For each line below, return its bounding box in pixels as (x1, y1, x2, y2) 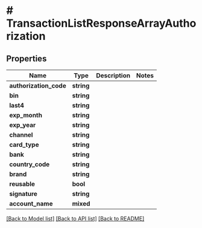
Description (96, 71, 131, 79)
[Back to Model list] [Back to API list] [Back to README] (6, 215, 145, 222)
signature (9, 190, 38, 198)
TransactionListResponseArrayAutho (6, 16, 197, 30)
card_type (9, 140, 39, 149)
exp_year (9, 121, 36, 129)
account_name (9, 200, 53, 207)
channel (9, 131, 33, 139)
